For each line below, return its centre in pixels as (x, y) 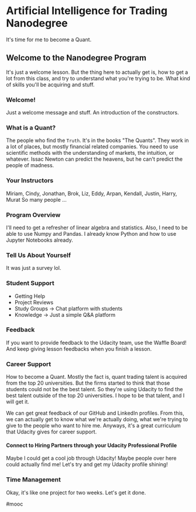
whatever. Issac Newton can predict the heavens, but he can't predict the (94, 159)
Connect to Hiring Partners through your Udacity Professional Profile (92, 445)
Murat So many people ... (37, 199)
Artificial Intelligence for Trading (87, 11)
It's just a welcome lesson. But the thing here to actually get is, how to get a (97, 72)
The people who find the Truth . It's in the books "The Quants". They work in (97, 140)
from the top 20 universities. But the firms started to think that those (88, 383)
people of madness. (30, 165)
